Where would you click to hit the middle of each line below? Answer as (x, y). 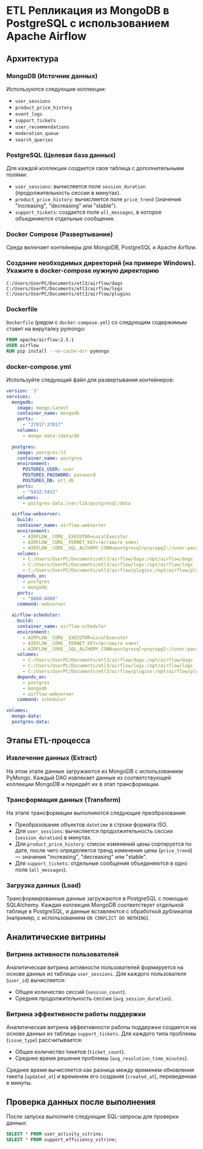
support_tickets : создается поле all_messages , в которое (88, 212)
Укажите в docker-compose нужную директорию (83, 271)
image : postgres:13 (42, 452)
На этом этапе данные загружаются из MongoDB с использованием (95, 771)
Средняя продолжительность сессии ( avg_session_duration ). (94, 998)
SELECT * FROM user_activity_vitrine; (55, 1134)
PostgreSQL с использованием (88, 23)
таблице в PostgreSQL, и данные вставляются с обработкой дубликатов (99, 912)
